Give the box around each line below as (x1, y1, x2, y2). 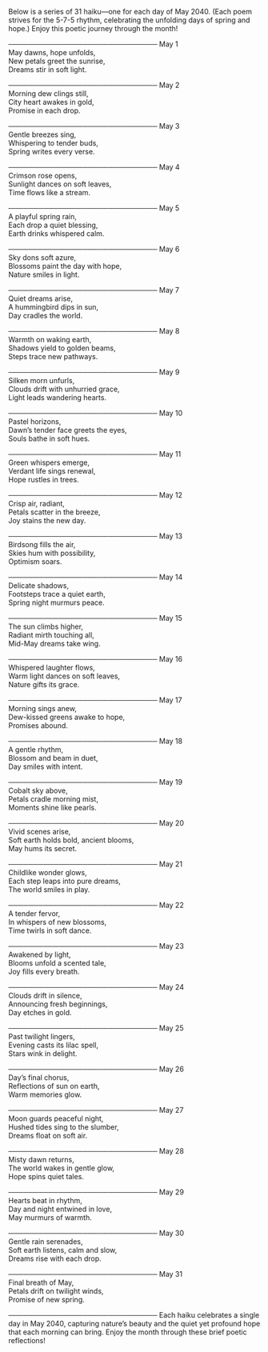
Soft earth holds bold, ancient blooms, (8, 835, 134, 845)
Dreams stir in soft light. (8, 65, 87, 74)
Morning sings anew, (8, 704, 78, 713)
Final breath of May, (8, 1278, 74, 1287)
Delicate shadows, (8, 581, 70, 590)
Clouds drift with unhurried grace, (8, 384, 120, 394)
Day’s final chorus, (8, 1073, 70, 1082)
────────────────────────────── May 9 (8, 367, 180, 377)
